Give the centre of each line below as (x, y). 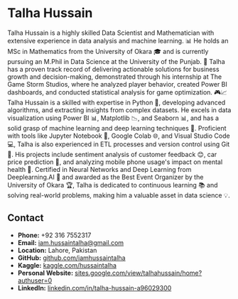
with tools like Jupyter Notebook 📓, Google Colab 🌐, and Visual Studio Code (119, 136)
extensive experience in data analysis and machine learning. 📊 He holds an (118, 40)
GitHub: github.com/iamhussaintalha (71, 258)
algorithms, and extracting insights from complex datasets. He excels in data (119, 110)
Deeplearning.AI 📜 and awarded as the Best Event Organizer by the (106, 177)
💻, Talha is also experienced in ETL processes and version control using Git (119, 144)
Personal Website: (45, 273)
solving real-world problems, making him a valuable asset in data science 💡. (119, 195)
